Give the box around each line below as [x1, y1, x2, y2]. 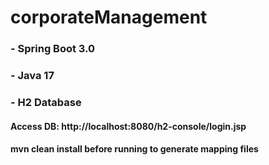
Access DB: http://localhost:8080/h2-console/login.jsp [10, 120, 247, 132]
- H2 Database [10, 95, 82, 109]
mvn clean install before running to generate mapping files [10, 143, 259, 155]
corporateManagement [10, 6, 208, 29]
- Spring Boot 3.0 [10, 42, 96, 56]
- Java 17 [10, 69, 55, 83]
